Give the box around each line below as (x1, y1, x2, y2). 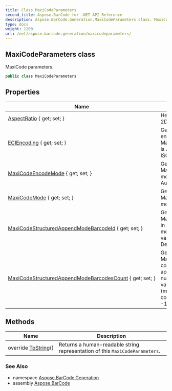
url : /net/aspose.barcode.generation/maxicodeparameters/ (5, 31, 132, 36)
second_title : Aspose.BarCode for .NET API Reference (5, 12, 123, 17)
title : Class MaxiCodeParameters (5, 7, 77, 13)
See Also (5, 363, 28, 370)
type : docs (5, 21, 29, 27)
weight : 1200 (5, 27, 33, 32)
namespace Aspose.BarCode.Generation (12, 374, 99, 381)
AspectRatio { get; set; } (8, 114, 65, 122)
